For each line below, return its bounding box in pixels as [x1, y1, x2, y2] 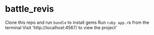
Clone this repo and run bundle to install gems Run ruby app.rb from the [5, 19, 150, 25]
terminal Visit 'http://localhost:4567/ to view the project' [5, 24, 117, 30]
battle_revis [5, 3, 54, 15]
